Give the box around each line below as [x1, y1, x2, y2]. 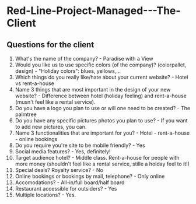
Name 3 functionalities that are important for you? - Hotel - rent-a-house [15, 129, 190, 136]
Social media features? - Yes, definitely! [15, 148, 111, 155]
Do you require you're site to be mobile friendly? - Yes [15, 142, 145, 149]
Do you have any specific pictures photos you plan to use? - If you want [15, 117, 188, 124]
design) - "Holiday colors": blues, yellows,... [15, 68, 121, 74]
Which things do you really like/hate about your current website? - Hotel [15, 74, 188, 80]
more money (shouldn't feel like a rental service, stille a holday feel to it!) [15, 160, 190, 167]
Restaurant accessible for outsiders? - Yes [15, 185, 117, 192]
